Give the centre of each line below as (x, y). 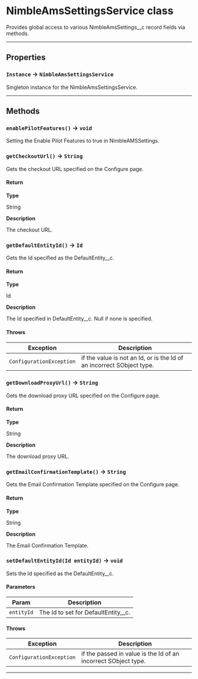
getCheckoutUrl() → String (44, 156)
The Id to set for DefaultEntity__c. (85, 612)
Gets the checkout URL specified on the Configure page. (75, 169)
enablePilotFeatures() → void (49, 128)
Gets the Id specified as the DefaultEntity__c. (60, 258)
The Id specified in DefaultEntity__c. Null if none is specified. (80, 319)
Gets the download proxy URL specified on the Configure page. (83, 395)
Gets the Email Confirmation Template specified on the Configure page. (93, 484)
